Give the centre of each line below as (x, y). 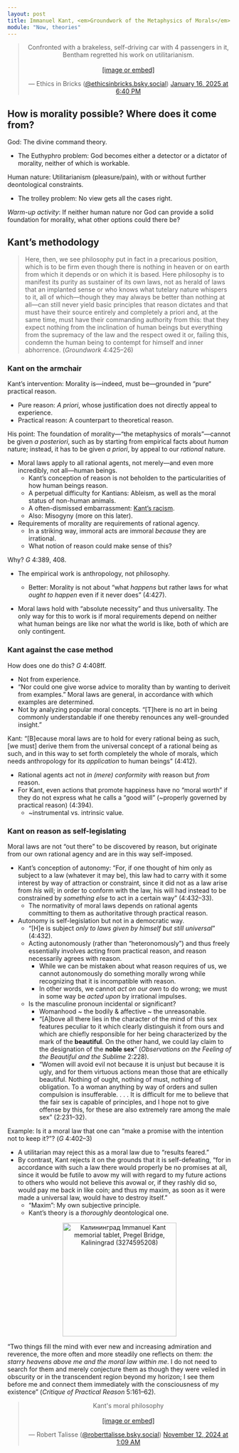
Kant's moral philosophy (128, 1405)
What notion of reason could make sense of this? (100, 546)
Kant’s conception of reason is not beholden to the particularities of (127, 478)
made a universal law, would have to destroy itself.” (93, 1197)
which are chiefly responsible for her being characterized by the (133, 1034)
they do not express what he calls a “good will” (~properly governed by (122, 797)
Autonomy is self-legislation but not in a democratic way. (101, 920)
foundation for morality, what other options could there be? (94, 220)
